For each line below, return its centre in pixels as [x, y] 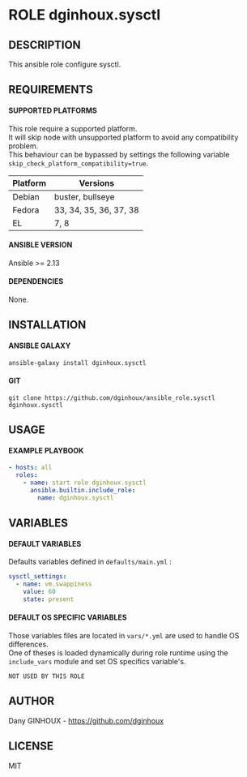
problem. [23, 146]
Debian [26, 196]
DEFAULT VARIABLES [45, 543]
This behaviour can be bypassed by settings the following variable [119, 154]
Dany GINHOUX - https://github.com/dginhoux [86, 720]
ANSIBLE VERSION [40, 245]
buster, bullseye [84, 196]
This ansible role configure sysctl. [65, 64]
